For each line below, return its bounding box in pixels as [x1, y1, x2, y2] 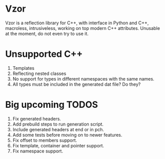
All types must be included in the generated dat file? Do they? [12, 81, 141, 87]
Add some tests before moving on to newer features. [12, 132, 123, 138]
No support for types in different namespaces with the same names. [12, 75, 155, 82]
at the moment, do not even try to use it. [5, 30, 89, 36]
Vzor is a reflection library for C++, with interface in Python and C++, [5, 20, 149, 26]
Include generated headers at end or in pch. [12, 126, 104, 132]
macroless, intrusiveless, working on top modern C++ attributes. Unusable [5, 25, 160, 31]
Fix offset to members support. [12, 137, 77, 143]
